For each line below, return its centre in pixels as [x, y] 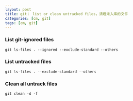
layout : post [18, 9]
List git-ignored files [30, 40]
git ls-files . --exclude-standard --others [51, 72]
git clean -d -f [21, 94]
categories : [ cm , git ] [28, 18]
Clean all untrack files [31, 84]
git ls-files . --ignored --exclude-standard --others [62, 50]
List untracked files [28, 62]
